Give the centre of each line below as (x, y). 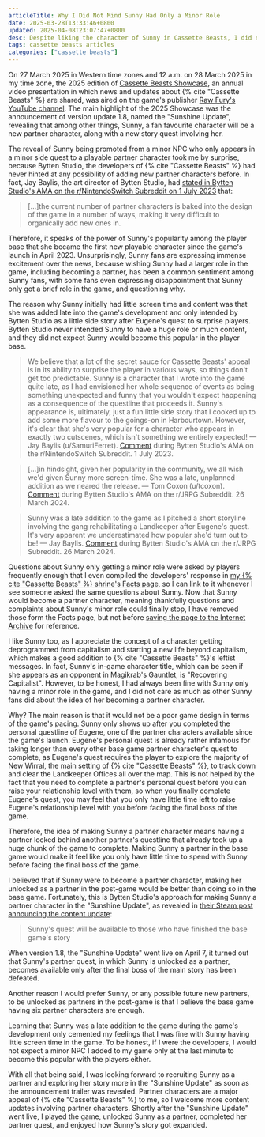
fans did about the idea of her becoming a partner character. (106, 700)
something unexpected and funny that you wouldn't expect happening (142, 395)
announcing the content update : (60, 914)
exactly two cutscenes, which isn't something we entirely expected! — (142, 437)
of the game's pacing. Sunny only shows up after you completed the (119, 723)
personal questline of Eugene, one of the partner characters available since (131, 732)
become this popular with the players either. (80, 1059)
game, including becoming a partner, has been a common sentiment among (131, 272)
